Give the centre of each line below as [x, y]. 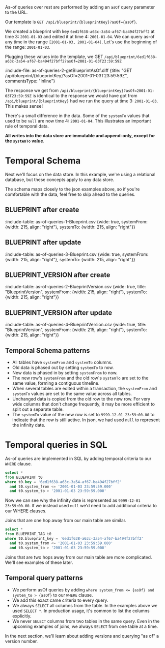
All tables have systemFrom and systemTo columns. [62, 362]
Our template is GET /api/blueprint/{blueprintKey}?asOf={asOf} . [71, 22]
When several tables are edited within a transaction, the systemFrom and [84, 388]
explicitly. [22, 616]
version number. [22, 641]
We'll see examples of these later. [39, 562]
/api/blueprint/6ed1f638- [131, 57]
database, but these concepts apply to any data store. [60, 180]
